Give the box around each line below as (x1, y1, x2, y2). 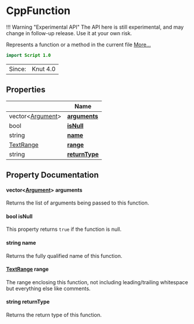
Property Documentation (6, 170, 99, 180)
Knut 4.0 (32, 64, 56, 73)
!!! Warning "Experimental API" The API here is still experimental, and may (6, 23, 184, 30)
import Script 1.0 (6, 52, 51, 58)
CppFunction (6, 4, 71, 18)
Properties (6, 85, 46, 95)
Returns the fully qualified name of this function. (6, 252, 122, 259)
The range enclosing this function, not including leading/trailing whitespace (6, 278, 189, 285)
